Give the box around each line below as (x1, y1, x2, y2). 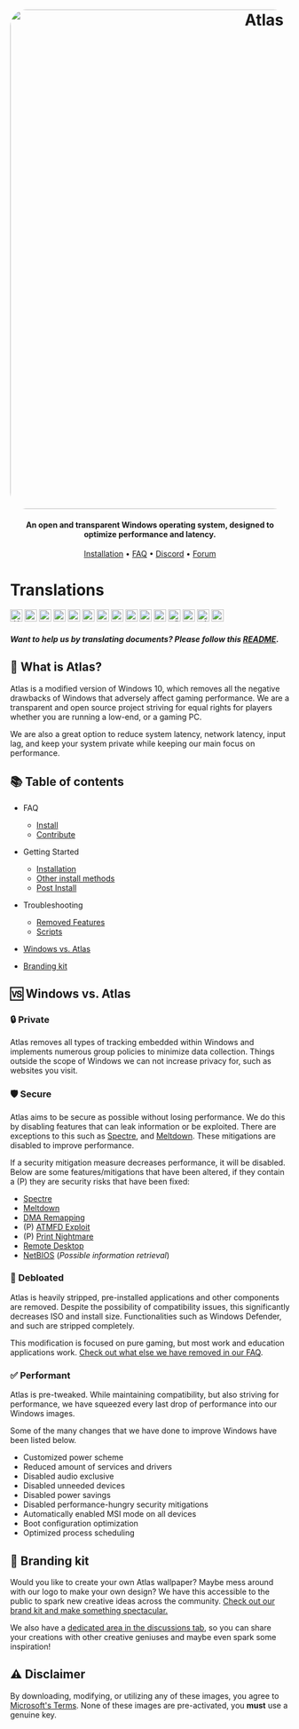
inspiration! (10, 1641, 51, 1652)
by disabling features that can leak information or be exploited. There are (10, 1121, 277, 1131)
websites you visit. (10, 1066, 78, 1076)
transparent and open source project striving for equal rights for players (10, 702, 273, 712)
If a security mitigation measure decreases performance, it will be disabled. (10, 1157, 287, 1168)
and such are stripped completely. (10, 1320, 136, 1331)
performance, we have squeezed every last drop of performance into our (10, 1399, 278, 1409)
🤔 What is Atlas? (10, 660, 103, 675)
